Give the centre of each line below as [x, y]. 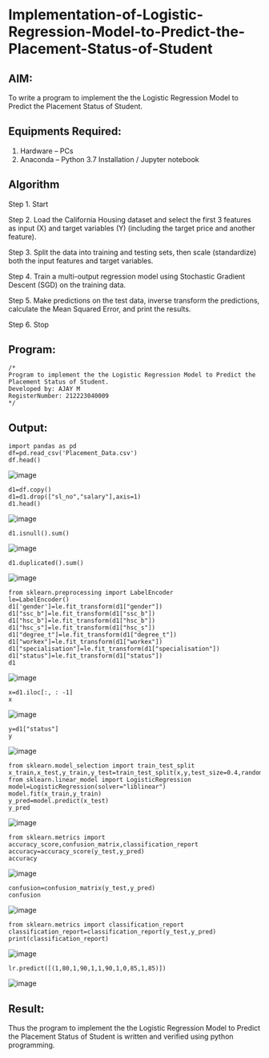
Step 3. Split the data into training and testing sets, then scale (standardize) [132, 252]
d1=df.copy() [30, 490]
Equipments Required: [65, 131]
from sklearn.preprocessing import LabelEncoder [91, 593]
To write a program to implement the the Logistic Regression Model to [123, 98]
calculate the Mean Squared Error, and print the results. [100, 309]
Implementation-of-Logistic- [106, 15]
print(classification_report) [59, 939]
